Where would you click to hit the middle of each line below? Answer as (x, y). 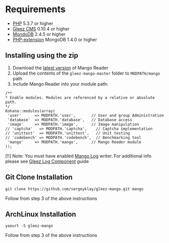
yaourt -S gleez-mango (29, 226)
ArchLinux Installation (41, 214)
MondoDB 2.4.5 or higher (39, 34)
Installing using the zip (42, 56)
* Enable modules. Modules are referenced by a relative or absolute (80, 97)
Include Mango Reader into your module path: (60, 84)
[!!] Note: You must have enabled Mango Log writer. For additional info (78, 156)
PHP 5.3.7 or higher (33, 23)
